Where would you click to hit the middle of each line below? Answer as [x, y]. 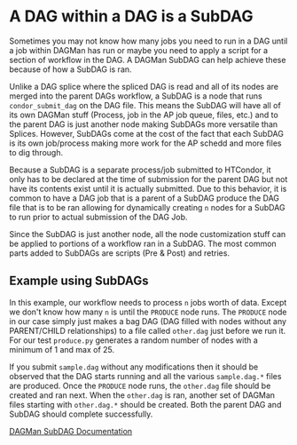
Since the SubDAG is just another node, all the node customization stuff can [148, 234]
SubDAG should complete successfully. [81, 414]
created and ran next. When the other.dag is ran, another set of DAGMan [142, 395]
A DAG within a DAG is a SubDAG [132, 16]
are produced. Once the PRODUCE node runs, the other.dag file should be [140, 385]
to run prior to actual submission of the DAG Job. [98, 217]
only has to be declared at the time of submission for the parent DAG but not [148, 179]
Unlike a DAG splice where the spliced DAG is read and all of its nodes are [144, 86]
